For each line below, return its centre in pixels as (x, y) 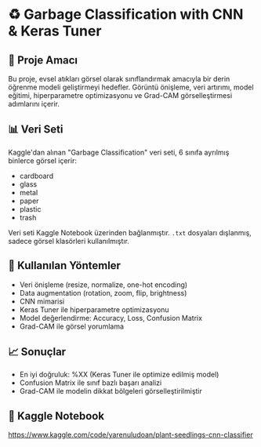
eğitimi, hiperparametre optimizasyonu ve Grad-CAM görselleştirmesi (120, 95)
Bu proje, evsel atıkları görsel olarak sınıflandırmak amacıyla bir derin (119, 79)
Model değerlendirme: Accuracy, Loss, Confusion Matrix (111, 318)
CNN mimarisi (42, 301)
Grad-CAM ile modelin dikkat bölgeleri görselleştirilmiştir (111, 391)
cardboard (36, 176)
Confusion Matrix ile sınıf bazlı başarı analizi (91, 383)
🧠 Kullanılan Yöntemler (65, 265)
